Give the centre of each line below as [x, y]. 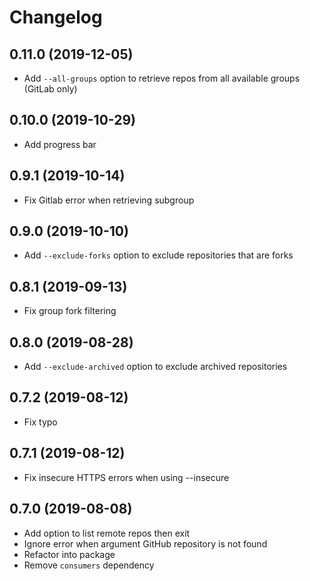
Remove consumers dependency [89, 565]
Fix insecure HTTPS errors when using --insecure [126, 477]
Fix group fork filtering [70, 311]
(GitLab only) [50, 89]
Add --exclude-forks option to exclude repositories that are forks [158, 255]
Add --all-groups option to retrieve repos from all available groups [162, 78]
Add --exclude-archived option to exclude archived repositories [155, 367]
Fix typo [40, 422]
